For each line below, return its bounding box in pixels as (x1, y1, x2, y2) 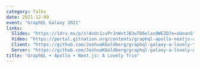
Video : (11, 36, 28, 42)
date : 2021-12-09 (6, 14, 49, 20)
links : (6, 25, 23, 31)
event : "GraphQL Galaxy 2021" (6, 20, 82, 25)
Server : (11, 47, 31, 53)
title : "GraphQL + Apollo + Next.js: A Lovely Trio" (6, 53, 140, 59)
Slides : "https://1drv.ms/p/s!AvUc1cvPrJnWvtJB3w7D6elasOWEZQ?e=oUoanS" (11, 31, 196, 37)
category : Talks (6, 8, 46, 15)
